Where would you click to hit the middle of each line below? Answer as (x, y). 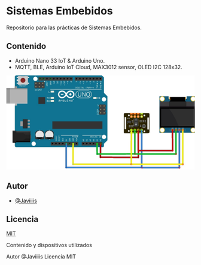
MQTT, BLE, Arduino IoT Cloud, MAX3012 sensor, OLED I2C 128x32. (98, 67)
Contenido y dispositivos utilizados (49, 245)
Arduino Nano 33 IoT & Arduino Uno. (60, 60)
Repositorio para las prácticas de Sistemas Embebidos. (74, 27)
